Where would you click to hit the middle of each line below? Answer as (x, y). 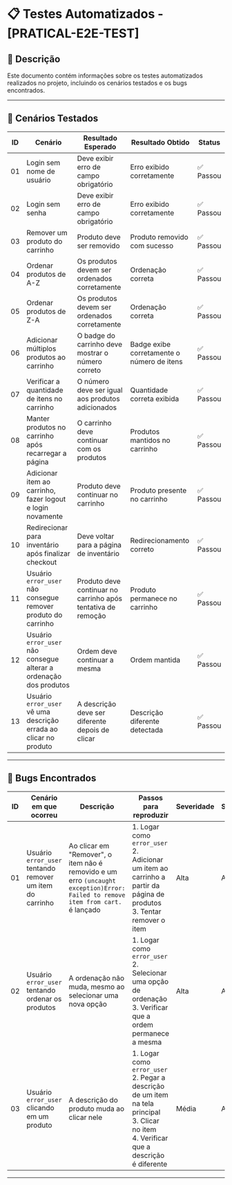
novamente (45, 516)
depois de (93, 730)
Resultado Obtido (160, 142)
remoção (91, 616)
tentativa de (96, 607)
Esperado (100, 147)
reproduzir (151, 815)
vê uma (38, 712)
